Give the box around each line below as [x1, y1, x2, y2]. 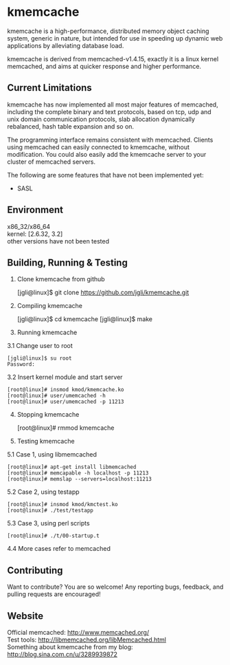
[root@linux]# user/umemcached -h [7, 393, 106, 400]
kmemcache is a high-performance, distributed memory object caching [7, 27, 209, 35]
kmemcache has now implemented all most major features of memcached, [7, 100, 218, 109]
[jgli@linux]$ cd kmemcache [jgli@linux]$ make [16, 315, 153, 323]
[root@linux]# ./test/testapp [7, 507, 94, 514]
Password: [7, 361, 36, 368]
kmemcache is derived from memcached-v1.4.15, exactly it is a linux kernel [7, 54, 219, 63]
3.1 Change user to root [7, 342, 73, 350]
